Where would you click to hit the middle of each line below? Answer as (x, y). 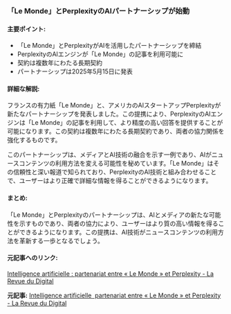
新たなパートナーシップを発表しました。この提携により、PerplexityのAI (109, 114)
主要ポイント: (27, 28)
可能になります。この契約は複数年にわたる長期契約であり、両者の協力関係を (116, 131)
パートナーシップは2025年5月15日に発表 (75, 71)
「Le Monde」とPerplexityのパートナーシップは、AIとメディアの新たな (108, 215)
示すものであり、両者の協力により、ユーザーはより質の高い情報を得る (119, 223)
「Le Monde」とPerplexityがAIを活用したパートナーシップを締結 (109, 46)
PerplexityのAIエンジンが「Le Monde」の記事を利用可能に (100, 54)
